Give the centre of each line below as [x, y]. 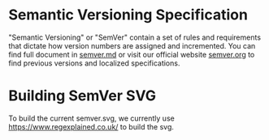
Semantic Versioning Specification [128, 15]
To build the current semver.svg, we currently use [91, 118]
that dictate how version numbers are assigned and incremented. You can [132, 45]
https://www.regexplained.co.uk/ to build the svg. [91, 126]
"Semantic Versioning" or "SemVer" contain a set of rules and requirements [135, 37]
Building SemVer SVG [82, 96]
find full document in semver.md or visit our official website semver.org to [132, 54]
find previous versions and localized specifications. [94, 63]
